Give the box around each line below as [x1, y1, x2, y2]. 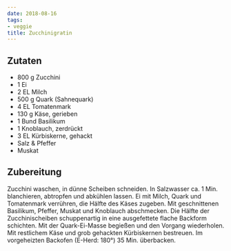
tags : [7, 17, 23, 23]
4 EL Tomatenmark [17, 103, 71, 111]
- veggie [7, 23, 32, 30]
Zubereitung [7, 166, 62, 178]
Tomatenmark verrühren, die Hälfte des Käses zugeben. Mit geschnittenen [7, 199, 219, 208]
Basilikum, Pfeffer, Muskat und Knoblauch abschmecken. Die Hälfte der [7, 206, 210, 214]
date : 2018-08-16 [7, 10, 57, 17]
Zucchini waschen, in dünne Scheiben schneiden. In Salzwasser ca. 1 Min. [7, 184, 219, 193]
